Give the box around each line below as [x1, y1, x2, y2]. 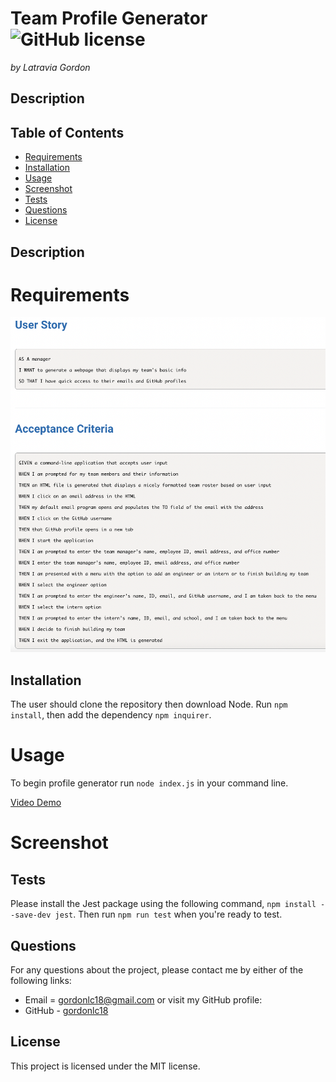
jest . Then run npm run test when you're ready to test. [54, 908, 283, 921]
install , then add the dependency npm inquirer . [10, 709, 212, 721]
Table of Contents [10, 124, 125, 141]
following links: [10, 974, 72, 986]
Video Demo [10, 797, 62, 809]
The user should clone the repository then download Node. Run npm [10, 698, 288, 711]
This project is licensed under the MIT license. [10, 1060, 201, 1072]
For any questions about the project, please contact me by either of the [10, 963, 304, 976]
